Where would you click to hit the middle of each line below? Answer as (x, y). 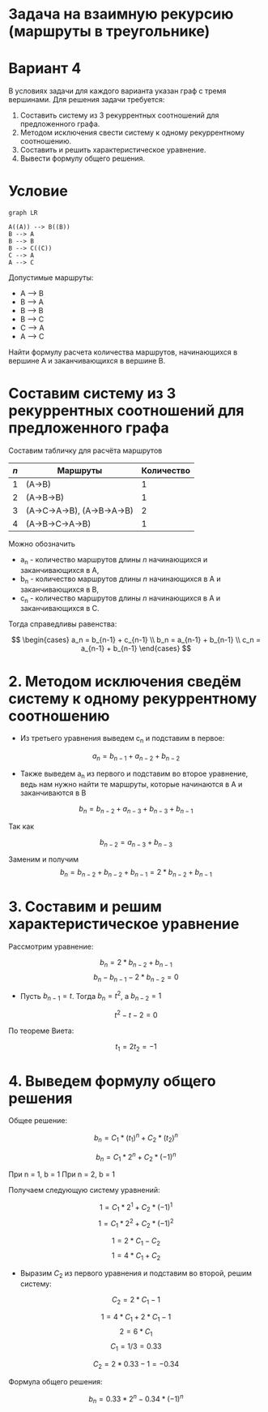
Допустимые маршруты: (51, 278)
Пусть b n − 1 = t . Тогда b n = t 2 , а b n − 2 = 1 (91, 996)
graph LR (23, 213)
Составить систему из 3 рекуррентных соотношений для (119, 115)
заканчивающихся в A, (60, 570)
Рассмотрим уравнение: (51, 947)
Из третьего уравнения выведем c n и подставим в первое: (122, 739)
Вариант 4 (45, 69)
